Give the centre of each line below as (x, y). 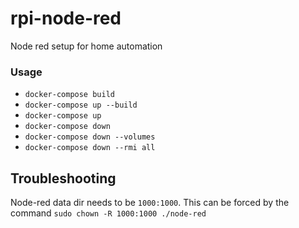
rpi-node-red (66, 18)
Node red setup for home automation (86, 46)
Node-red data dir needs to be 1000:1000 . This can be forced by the (150, 203)
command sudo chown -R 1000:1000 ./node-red (108, 213)
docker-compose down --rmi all (90, 148)
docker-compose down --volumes (90, 137)
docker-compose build (69, 95)
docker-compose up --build (81, 105)
